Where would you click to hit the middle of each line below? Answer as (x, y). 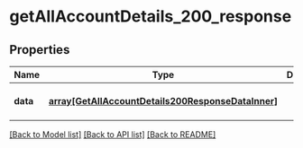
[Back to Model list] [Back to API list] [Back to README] (113, 135)
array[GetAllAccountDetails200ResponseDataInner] (163, 101)
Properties (40, 50)
